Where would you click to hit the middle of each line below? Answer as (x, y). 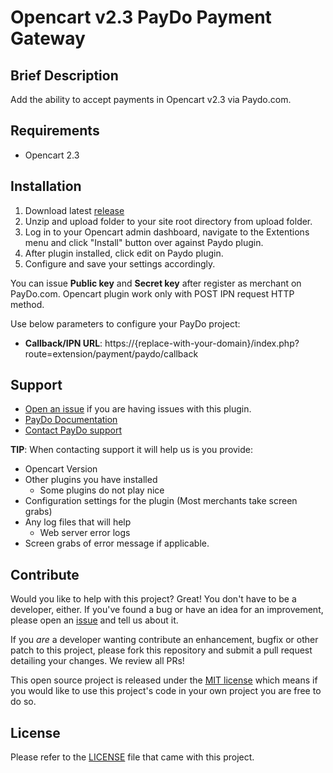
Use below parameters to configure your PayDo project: (125, 323)
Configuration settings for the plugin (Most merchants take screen (161, 501)
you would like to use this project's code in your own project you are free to (166, 691)
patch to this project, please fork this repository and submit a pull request (161, 650)
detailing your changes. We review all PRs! (97, 661)
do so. (23, 702)
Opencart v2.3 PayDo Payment (141, 17)
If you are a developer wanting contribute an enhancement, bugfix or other (164, 640)
